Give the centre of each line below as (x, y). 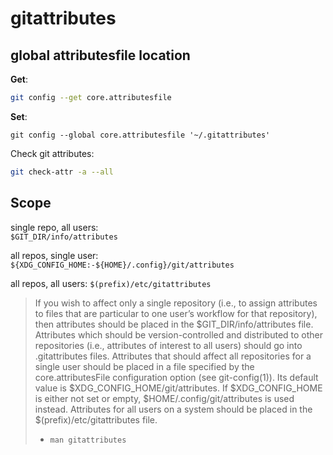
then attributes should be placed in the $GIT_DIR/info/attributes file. (174, 324)
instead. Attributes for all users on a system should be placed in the (173, 409)
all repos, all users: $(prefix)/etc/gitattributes (111, 283)
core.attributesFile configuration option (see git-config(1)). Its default (176, 377)
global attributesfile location (100, 55)
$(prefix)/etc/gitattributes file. (96, 419)
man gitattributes (88, 440)
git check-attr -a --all (62, 172)
